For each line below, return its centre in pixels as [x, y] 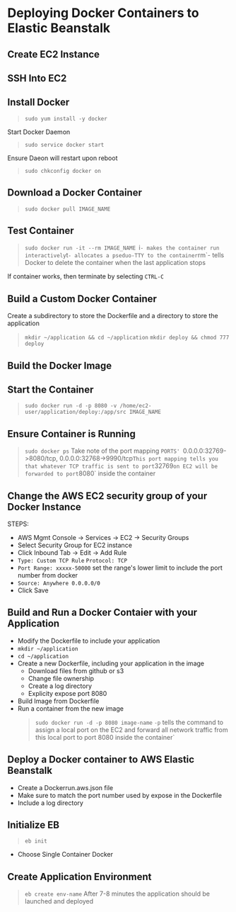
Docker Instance [44, 507]
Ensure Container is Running [71, 434]
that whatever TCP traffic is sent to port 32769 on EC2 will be [121, 466]
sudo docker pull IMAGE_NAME [67, 209]
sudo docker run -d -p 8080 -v [71, 406]
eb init [36, 841]
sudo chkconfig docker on [63, 171]
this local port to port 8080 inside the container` [105, 737]
